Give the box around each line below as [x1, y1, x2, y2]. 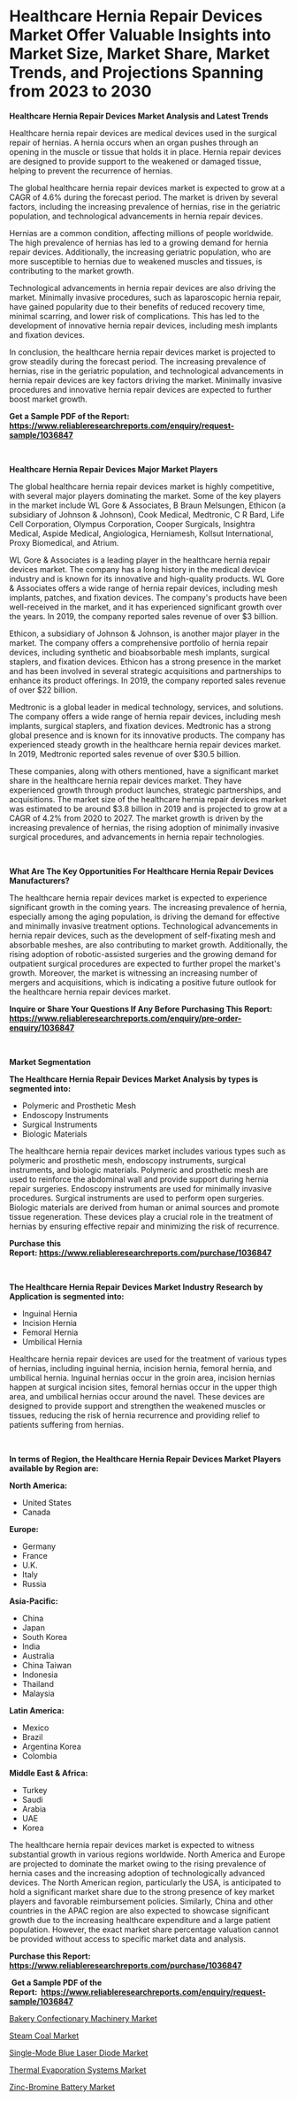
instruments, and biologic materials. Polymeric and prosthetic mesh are [9, 1164, 269, 1175]
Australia [21, 1650, 55, 1660]
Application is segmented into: [9, 1291, 125, 1301]
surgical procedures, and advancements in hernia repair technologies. [9, 832, 265, 842]
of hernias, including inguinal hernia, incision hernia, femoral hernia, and [9, 1362, 272, 1373]
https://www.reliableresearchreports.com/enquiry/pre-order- [9, 1013, 242, 1024]
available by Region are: [9, 1462, 99, 1474]
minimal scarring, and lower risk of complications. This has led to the [9, 311, 260, 321]
